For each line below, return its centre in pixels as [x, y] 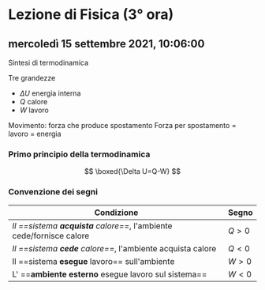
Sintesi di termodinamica [49, 62]
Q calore [34, 102]
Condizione [116, 213]
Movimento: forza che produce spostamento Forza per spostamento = [122, 125]
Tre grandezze [32, 78]
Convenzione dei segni [53, 192]
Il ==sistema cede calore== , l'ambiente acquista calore [114, 248]
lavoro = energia [35, 134]
